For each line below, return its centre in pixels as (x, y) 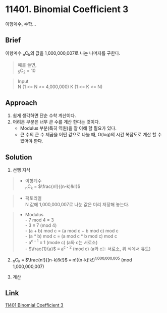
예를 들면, (27, 65)
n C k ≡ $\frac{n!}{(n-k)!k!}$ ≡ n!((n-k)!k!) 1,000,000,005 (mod (72, 260)
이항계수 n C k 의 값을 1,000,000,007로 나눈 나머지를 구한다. (63, 53)
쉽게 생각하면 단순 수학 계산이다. (44, 115)
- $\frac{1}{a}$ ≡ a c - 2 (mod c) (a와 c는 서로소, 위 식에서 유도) (88, 248)
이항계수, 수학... (21, 24)
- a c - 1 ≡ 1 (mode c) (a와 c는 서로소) (61, 242)
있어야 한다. (32, 141)
